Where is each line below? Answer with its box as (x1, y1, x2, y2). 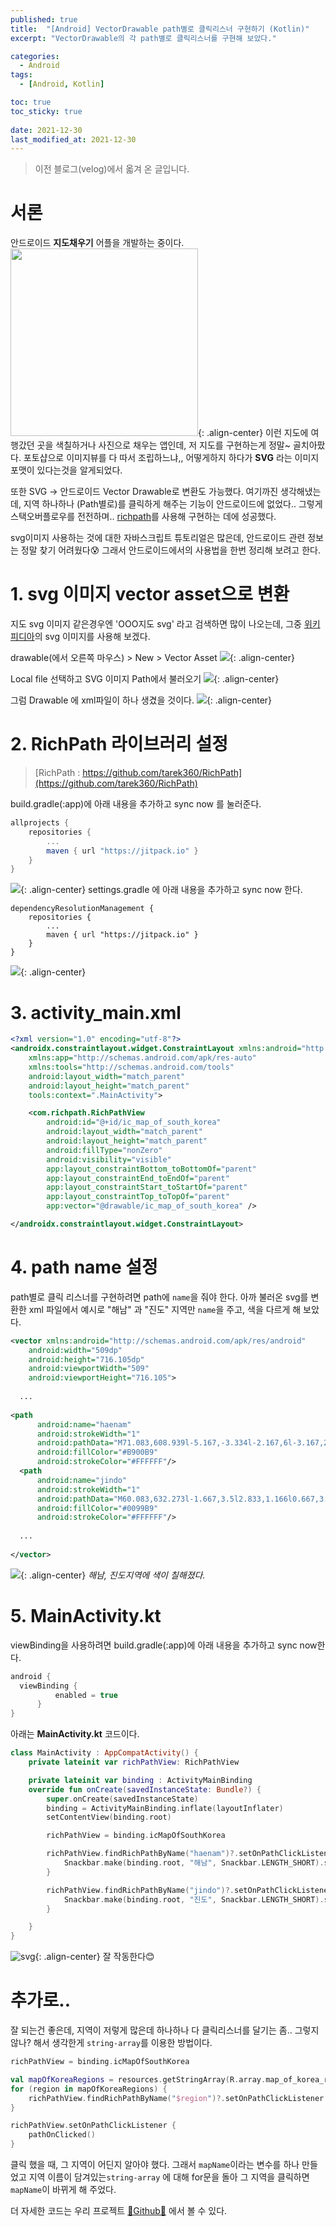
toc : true (10, 97, 52, 107)
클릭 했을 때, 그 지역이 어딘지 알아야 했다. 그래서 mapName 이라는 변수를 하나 (10, 2159, 300, 2171)
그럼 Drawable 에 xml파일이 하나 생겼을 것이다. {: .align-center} (10, 694, 273, 706)
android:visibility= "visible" (46, 1154, 172, 1165)
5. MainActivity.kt (10, 1605, 162, 1627)
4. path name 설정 (10, 1256, 158, 1279)
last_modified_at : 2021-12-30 (10, 134, 137, 145)
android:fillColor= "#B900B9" (36, 1447, 159, 1458)
